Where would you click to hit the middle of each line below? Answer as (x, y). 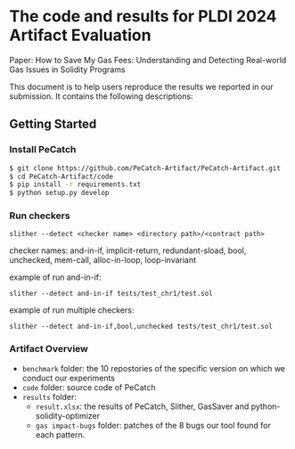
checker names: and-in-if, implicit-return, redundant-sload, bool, (128, 250)
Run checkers (40, 216)
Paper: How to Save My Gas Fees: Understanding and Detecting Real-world (148, 60)
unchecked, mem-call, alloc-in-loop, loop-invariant (103, 260)
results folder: (49, 396)
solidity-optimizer (68, 415)
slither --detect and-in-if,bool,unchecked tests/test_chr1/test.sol (141, 327)
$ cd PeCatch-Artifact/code (61, 176)
